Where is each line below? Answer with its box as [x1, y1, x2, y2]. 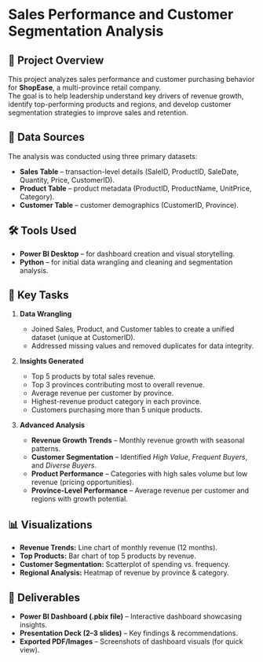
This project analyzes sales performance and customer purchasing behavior [8, 75, 255, 83]
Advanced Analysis [19, 420, 85, 430]
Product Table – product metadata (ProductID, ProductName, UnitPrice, [19, 183, 252, 193]
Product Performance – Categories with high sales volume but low [31, 469, 248, 479]
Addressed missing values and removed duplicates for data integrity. [31, 341, 254, 351]
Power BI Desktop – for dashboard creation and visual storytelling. [19, 249, 236, 258]
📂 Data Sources [8, 131, 85, 144]
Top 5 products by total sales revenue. [31, 372, 155, 381]
